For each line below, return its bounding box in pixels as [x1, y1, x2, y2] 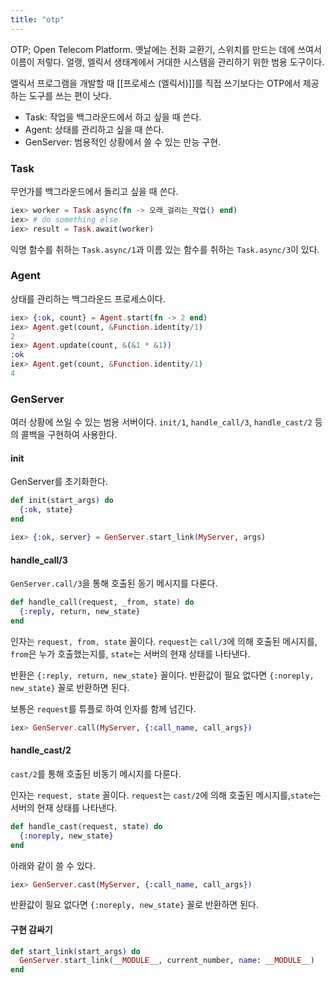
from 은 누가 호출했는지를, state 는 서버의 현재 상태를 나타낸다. [10, 647, 251, 660]
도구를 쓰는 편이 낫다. [28, 89, 112, 101]
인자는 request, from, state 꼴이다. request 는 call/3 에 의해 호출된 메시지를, [10, 635, 318, 647]
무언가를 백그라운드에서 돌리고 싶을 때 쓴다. [10, 185, 179, 197]
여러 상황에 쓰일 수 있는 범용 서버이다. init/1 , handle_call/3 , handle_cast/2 [10, 416, 313, 428]
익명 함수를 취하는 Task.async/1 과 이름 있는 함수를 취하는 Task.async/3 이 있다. [10, 243, 320, 255]
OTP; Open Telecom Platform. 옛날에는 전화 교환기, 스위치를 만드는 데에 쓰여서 [10, 43, 322, 55]
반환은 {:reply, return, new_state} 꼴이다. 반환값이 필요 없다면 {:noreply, [10, 669, 315, 681]
